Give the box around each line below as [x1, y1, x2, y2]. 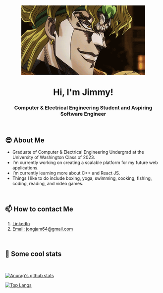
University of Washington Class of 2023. [12, 154, 95, 161]
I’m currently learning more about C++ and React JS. [12, 170, 120, 176]
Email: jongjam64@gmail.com [12, 226, 73, 232]
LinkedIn [12, 220, 30, 226]
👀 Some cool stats [5, 250, 62, 258]
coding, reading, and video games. [12, 181, 84, 187]
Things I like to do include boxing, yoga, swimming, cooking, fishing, [12, 175, 152, 181]
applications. [12, 165, 39, 171]
